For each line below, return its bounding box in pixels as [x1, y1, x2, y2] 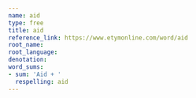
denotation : [8, 56, 47, 64]
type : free [8, 19, 44, 27]
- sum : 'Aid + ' [8, 70, 61, 78]
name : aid [8, 11, 41, 20]
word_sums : [8, 63, 44, 71]
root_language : [8, 48, 58, 56]
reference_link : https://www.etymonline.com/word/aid [8, 33, 189, 42]
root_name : [8, 41, 44, 49]
